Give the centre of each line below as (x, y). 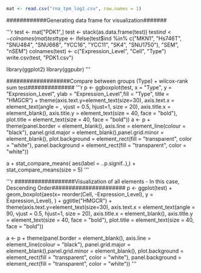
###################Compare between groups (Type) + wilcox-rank (97, 81)
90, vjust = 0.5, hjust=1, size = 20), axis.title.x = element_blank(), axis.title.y (100, 213)
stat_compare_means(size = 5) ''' (48, 170)
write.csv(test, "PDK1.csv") (40, 57)
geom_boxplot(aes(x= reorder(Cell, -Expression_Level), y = (80, 194)
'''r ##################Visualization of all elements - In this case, (93, 181)
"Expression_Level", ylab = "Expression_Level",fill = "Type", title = (88, 94)
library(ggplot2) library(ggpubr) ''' (48, 69)
